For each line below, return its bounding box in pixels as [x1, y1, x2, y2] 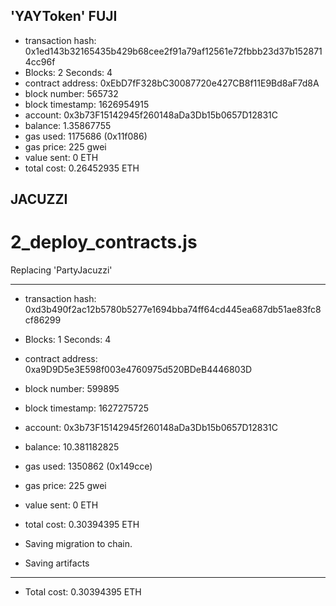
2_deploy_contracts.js [10, 231, 198, 254]
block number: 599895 [24, 383, 120, 395]
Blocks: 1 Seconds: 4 [24, 334, 112, 346]
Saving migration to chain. [24, 538, 133, 550]
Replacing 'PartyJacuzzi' [10, 264, 113, 276]
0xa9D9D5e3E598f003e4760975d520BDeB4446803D [24, 364, 253, 376]
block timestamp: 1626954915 [24, 98, 150, 110]
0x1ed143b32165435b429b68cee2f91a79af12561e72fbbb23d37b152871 [24, 45, 323, 57]
